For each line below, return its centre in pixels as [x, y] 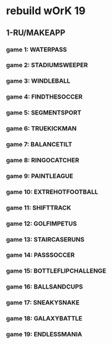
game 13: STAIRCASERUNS [45, 239]
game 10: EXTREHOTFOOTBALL [52, 192]
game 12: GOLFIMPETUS [42, 224]
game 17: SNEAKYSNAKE [43, 303]
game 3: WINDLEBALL [38, 81]
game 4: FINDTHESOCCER [45, 97]
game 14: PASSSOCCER [40, 255]
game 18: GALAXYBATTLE [44, 319]
